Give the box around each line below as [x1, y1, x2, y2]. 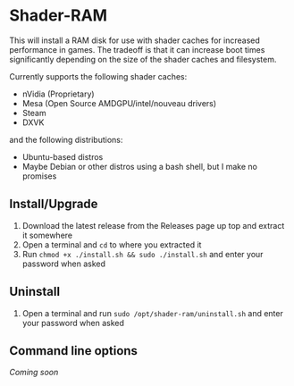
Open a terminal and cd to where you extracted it [21, 239, 202, 250]
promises [21, 171, 57, 181]
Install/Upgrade [9, 197, 98, 212]
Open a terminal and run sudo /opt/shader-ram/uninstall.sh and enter [21, 307, 283, 318]
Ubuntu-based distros [21, 151, 104, 162]
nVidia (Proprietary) [21, 88, 96, 99]
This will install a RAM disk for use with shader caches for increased [9, 35, 261, 46]
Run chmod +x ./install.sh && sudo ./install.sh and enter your [21, 248, 264, 259]
